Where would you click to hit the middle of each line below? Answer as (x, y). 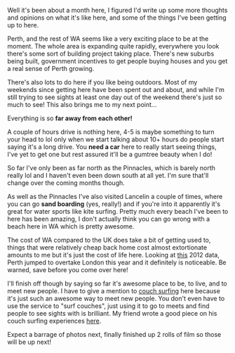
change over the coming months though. (66, 183)
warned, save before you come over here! (68, 270)
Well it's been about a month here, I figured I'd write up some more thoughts (117, 10)
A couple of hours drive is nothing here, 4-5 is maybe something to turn (111, 132)
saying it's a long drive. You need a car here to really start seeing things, (112, 147)
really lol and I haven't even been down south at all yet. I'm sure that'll (108, 175)
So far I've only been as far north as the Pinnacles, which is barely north (112, 168)
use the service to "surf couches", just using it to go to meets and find (108, 306)
